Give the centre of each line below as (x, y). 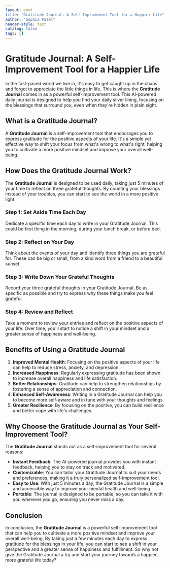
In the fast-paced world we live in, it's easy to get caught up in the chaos (81, 83)
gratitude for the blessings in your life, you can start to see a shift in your (81, 544)
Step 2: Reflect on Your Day (40, 242)
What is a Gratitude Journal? (52, 121)
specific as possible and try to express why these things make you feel (79, 293)
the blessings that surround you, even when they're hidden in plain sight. (81, 105)
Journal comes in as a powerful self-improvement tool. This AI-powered (81, 94)
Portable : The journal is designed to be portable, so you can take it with (88, 494)
